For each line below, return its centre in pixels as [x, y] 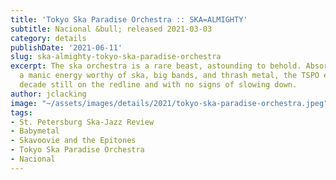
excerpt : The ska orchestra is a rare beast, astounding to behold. [156, 66]
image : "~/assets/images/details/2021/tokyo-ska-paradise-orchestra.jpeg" [169, 103]
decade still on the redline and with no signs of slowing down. [158, 85]
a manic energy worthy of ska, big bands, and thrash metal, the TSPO [169, 76]
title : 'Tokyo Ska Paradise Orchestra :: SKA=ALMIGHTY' [129, 19]
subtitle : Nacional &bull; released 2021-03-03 [111, 29]
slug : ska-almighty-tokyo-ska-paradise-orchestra [116, 57]
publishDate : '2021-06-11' [66, 47]
